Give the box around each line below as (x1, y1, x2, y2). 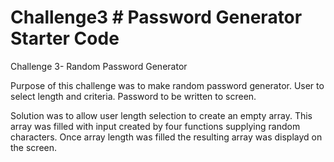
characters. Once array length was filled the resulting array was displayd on (10, 131, 323, 143)
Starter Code (10, 27, 120, 50)
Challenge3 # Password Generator (10, 6, 303, 29)
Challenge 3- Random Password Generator (10, 60, 188, 72)
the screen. (10, 141, 58, 153)
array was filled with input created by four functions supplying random (10, 120, 301, 132)
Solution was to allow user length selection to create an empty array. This (10, 109, 313, 121)
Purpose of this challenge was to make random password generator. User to (10, 79, 325, 91)
